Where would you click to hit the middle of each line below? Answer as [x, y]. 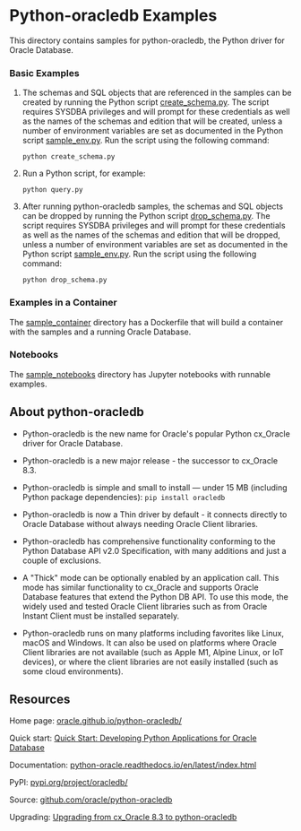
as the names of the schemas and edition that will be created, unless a [152, 121]
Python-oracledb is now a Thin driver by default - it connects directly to [155, 514]
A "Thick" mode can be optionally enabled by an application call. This [150, 577]
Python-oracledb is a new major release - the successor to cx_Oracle [150, 460]
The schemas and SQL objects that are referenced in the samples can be [157, 93]
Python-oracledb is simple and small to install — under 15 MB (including [155, 487]
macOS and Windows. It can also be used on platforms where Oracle [150, 643]
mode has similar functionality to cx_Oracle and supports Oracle [140, 587]
